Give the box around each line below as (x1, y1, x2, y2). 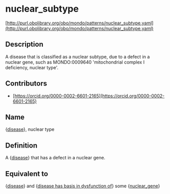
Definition (5, 141, 37, 150)
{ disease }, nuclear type (5, 126, 55, 132)
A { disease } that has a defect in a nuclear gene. (5, 155, 106, 161)
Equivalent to (5, 169, 48, 178)
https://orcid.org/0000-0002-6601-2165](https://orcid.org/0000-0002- (14, 93, 165, 99)
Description (5, 40, 43, 49)
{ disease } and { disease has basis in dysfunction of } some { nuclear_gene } (5, 183, 160, 189)
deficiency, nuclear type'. (5, 64, 59, 70)
